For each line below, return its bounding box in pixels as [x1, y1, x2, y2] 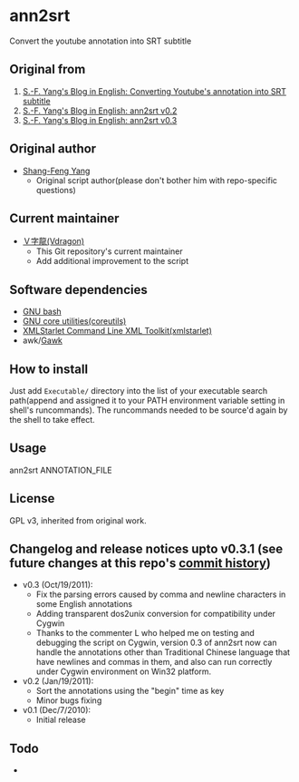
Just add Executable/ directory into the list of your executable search [9, 386, 268, 396]
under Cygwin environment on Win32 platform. [35, 666, 212, 677]
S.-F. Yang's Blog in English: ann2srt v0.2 [22, 105, 178, 116]
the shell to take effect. [9, 415, 95, 425]
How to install [9, 361, 89, 376]
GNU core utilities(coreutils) [22, 316, 127, 327]
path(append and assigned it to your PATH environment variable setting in [9, 396, 285, 406]
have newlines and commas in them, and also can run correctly [35, 657, 273, 668]
